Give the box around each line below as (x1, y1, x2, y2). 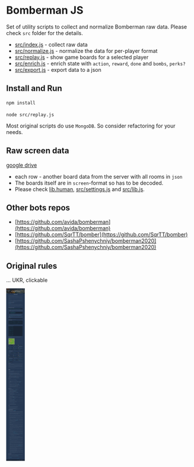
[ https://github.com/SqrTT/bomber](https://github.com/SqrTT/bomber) (14, 231, 188, 238)
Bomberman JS (6, 4, 84, 17)
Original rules (6, 260, 58, 271)
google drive (6, 161, 37, 169)
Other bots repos (6, 202, 70, 212)
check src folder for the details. (6, 29, 83, 36)
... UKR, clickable (6, 277, 48, 284)
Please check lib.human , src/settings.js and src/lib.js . (14, 185, 145, 193)
